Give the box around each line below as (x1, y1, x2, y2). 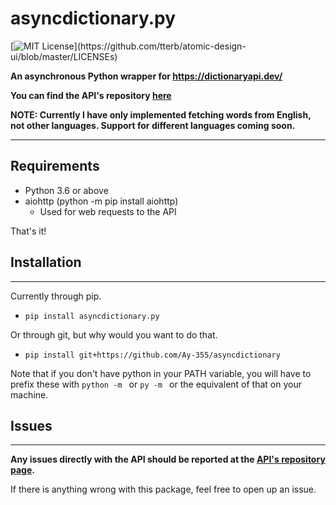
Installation (10, 254, 82, 271)
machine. (10, 388, 49, 401)
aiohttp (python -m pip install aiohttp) (24, 195, 179, 207)
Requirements (10, 158, 100, 175)
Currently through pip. (10, 290, 102, 302)
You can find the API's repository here (10, 89, 172, 101)
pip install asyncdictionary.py (24, 311, 160, 321)
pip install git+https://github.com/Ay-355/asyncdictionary (24, 350, 281, 360)
